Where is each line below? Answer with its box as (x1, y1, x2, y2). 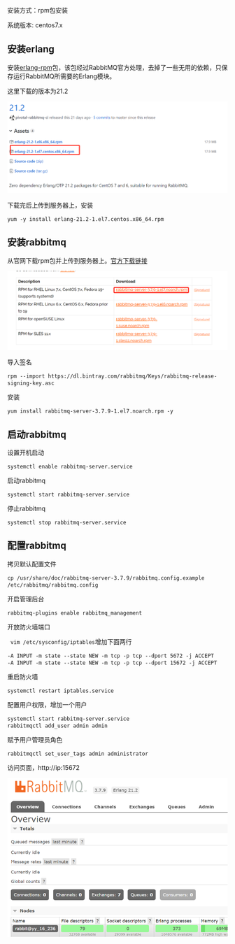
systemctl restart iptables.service (7, 687, 114, 694)
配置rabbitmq (7, 540, 66, 552)
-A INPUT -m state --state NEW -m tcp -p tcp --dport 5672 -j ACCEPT (7, 652, 215, 659)
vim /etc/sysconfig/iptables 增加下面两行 (10, 637, 132, 645)
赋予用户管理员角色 (7, 735, 63, 743)
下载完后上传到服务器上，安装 (7, 201, 93, 209)
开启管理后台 (7, 594, 44, 603)
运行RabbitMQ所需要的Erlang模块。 (13, 72, 116, 80)
